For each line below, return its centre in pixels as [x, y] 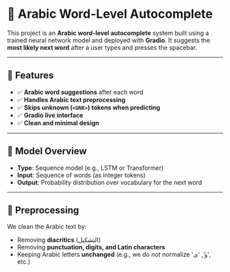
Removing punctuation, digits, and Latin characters [91, 247]
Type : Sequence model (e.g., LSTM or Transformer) [90, 168]
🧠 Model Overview [47, 151]
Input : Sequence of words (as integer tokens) [81, 175]
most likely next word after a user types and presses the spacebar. [102, 47]
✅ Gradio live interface [50, 115]
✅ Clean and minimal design [58, 123]
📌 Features [30, 76]
